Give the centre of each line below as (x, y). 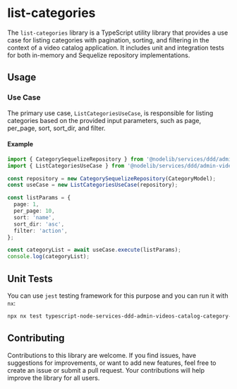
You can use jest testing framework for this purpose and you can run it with (118, 296)
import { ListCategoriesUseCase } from (66, 166)
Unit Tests (30, 278)
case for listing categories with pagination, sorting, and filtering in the (108, 40)
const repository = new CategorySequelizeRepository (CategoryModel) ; (112, 178)
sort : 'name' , (34, 217)
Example (20, 144)
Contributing (36, 338)
